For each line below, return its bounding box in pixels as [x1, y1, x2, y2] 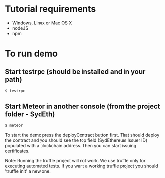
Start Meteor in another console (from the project [5, 102, 160, 111]
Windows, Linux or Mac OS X [12, 20, 72, 26]
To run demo [5, 48, 58, 59]
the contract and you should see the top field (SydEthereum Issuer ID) [5, 137, 148, 143]
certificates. [5, 148, 30, 154]
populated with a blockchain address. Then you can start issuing [5, 142, 137, 148]
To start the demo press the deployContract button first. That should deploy [5, 132, 160, 138]
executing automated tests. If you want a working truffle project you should [5, 163, 158, 169]
